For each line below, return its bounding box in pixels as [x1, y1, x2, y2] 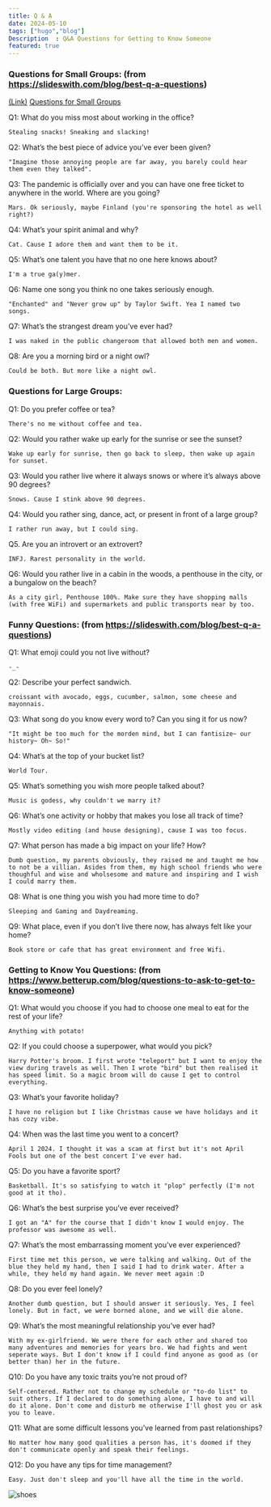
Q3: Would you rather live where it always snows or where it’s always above [8, 471, 261, 480]
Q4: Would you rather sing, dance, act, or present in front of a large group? [8, 509, 258, 519]
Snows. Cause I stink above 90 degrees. [8, 495, 147, 503]
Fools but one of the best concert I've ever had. [8, 1152, 183, 1161]
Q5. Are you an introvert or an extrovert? [8, 539, 143, 548]
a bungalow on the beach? [8, 578, 97, 587]
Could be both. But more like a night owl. [8, 367, 158, 375]
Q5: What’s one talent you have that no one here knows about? [8, 255, 218, 265]
